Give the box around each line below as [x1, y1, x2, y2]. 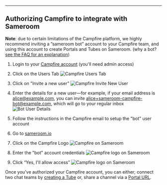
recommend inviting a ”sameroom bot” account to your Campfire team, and [5, 41, 159, 47]
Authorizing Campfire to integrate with [5, 14, 128, 23]
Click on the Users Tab [12, 71, 59, 77]
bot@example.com [12, 100, 51, 106]
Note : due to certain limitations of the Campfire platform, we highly [5, 35, 143, 41]
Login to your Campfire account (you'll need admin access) [12, 61, 134, 67]
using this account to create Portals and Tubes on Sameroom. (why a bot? [5, 46, 157, 52]
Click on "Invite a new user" [12, 80, 70, 86]
